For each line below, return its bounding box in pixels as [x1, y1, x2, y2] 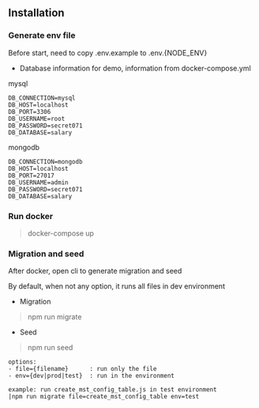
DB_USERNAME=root [8, 115, 66, 123]
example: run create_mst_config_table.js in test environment [8, 386, 217, 394]
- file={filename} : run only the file [8, 365, 157, 373]
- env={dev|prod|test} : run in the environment [8, 372, 175, 380]
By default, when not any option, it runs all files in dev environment [8, 281, 225, 291]
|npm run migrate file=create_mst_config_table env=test [8, 393, 200, 401]
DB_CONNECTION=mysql [8, 94, 77, 102]
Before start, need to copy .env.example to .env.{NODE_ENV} [8, 47, 208, 58]
